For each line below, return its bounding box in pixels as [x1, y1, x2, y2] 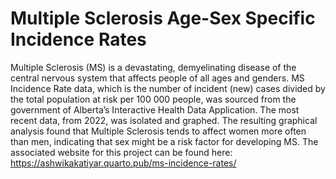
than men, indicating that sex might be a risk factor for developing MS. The [10, 135, 319, 147]
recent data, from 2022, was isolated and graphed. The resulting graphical [10, 114, 318, 126]
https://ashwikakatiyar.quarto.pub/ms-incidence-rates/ [10, 157, 237, 169]
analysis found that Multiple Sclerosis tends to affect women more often [10, 125, 307, 137]
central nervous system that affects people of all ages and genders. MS [10, 72, 305, 84]
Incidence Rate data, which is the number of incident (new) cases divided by [10, 82, 326, 94]
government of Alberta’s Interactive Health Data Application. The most [10, 103, 300, 116]
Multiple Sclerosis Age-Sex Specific [10, 7, 316, 30]
